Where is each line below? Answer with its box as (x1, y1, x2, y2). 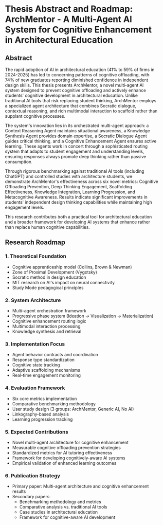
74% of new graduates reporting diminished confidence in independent (5, 77, 148, 83)
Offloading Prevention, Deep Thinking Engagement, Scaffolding (5, 184, 132, 189)
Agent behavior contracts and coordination (12, 352, 98, 358)
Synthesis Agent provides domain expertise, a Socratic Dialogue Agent (5, 133, 147, 139)
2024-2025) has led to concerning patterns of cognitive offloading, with (5, 72, 150, 77)
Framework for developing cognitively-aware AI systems (12, 455, 126, 461)
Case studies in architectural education (19, 509, 98, 515)
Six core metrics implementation (12, 396, 77, 401)
